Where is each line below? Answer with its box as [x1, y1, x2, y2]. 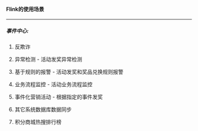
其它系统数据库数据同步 [14, 106, 72, 113]
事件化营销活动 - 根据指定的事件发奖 [14, 93, 103, 100]
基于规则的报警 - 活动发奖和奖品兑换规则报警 [14, 68, 124, 76]
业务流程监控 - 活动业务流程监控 [14, 81, 93, 88]
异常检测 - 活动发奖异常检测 [14, 56, 82, 63]
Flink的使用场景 [6, 5, 44, 12]
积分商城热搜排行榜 [14, 119, 62, 126]
